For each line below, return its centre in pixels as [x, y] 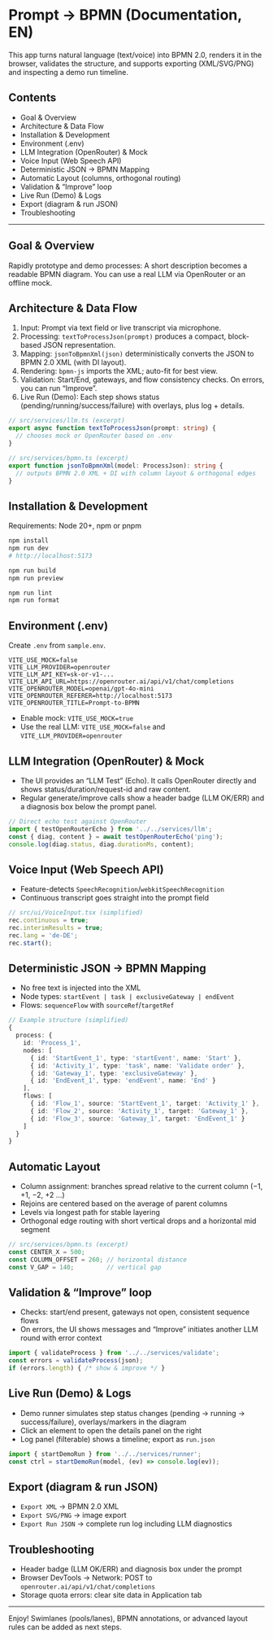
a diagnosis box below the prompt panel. [88, 806]
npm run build [32, 570]
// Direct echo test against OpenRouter [78, 821]
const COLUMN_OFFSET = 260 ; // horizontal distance [97, 1260]
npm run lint [30, 593]
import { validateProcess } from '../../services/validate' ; [114, 1353]
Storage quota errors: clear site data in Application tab [111, 1595]
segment [35, 1230]
